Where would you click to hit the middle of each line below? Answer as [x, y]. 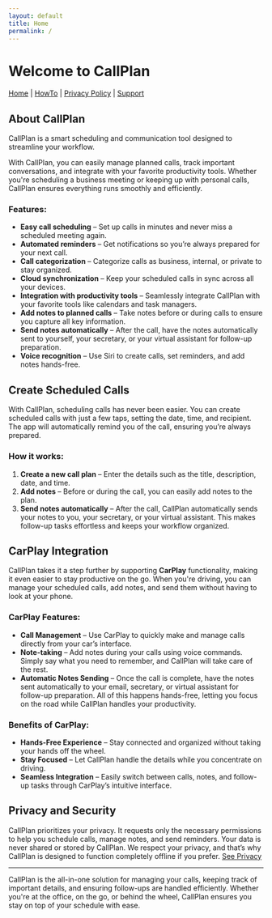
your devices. [43, 287]
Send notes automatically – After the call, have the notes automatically [139, 330]
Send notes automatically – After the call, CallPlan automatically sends [139, 508]
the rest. [34, 669]
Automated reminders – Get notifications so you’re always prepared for [140, 244]
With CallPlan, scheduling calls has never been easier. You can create [124, 410]
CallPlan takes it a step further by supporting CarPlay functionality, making [133, 571]
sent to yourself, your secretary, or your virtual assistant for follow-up [136, 339]
